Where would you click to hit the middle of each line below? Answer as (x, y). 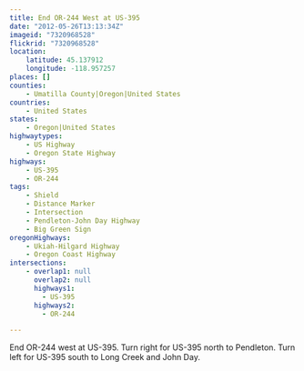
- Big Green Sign (59, 229)
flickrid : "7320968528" (55, 43)
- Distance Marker (61, 204)
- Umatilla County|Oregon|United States (103, 94)
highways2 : (54, 306)
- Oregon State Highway (71, 153)
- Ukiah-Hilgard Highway (73, 246)
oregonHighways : (40, 237)
